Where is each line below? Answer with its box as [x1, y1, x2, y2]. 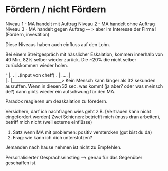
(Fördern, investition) [5, 31, 50, 37]
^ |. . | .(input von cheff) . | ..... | [5, 72, 71, 78]
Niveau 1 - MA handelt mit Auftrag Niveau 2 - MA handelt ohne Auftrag [5, 20, 155, 27]
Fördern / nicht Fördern [5, 4, 106, 15]
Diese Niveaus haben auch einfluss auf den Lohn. [5, 41, 110, 47]
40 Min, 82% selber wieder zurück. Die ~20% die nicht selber [5, 56, 136, 62]
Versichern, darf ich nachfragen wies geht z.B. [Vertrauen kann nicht [5, 108, 152, 114]
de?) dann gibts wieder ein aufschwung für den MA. [5, 88, 116, 94]
